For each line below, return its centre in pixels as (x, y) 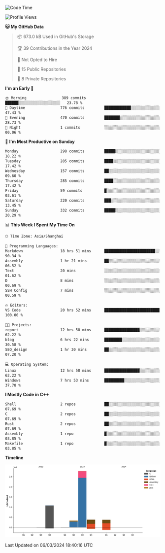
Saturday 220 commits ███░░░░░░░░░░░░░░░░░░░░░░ (82, 201)
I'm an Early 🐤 (19, 88)
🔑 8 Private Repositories (42, 79)
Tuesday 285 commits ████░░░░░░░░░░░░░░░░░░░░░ (82, 161)
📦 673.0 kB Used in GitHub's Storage (55, 36)
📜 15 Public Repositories (42, 69)
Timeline (14, 458)
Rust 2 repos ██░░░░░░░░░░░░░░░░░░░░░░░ (82, 424)
